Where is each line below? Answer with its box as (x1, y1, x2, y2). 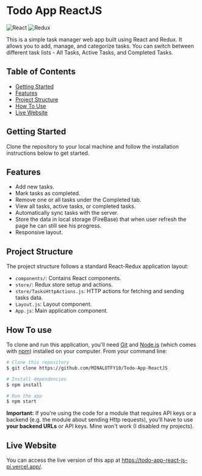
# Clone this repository (6, 359, 70, 365)
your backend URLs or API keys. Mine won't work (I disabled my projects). (6, 423, 194, 430)
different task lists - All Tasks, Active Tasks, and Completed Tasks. (6, 48, 173, 56)
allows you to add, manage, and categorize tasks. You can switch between (6, 42, 194, 50)
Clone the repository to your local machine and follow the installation (6, 143, 179, 150)
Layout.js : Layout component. (15, 300, 92, 308)
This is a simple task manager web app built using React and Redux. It (6, 35, 182, 43)
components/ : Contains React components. (15, 275, 121, 282)
